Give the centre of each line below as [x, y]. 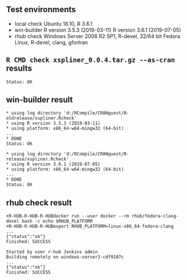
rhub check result [39, 203]
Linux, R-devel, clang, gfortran [51, 42]
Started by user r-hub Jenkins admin [52, 252]
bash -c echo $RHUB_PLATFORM [57, 222]
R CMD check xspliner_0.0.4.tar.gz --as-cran [91, 60]
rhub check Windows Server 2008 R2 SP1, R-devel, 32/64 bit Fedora [97, 36]
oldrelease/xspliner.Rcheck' [41, 118]
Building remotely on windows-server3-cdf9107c [65, 257]
